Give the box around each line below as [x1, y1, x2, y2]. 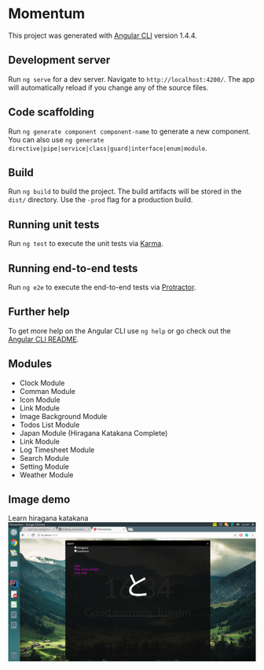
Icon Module [19, 395, 60, 404]
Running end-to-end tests [8, 261, 138, 275]
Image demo [8, 493, 71, 506]
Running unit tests [8, 218, 100, 231]
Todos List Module [19, 420, 80, 429]
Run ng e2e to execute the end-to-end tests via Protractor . [8, 282, 196, 292]
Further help [8, 305, 71, 318]
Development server [8, 53, 111, 67]
